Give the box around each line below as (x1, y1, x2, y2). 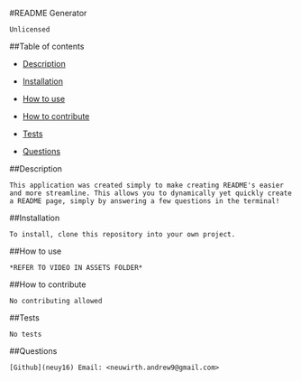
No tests (9, 330, 42, 339)
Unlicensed (9, 25, 50, 34)
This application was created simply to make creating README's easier (9, 181, 284, 190)
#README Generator (9, 8, 87, 18)
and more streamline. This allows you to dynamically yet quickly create (9, 189, 293, 198)
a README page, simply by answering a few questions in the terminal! (9, 197, 280, 206)
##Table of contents (9, 41, 85, 51)
